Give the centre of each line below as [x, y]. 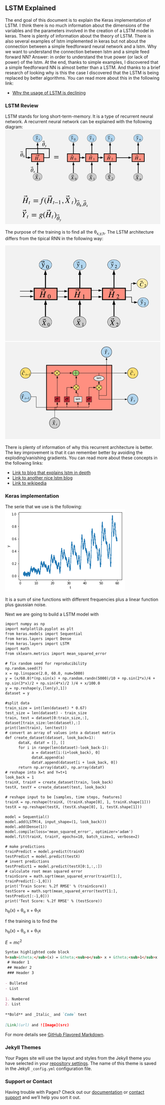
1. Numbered [17, 999]
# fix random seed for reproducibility [46, 664]
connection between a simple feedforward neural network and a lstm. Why [81, 46]
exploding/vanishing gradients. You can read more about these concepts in [81, 458]
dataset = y [17, 693]
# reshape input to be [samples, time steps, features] [64, 797]
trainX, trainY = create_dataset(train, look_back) [59, 782]
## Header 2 [19, 968]
